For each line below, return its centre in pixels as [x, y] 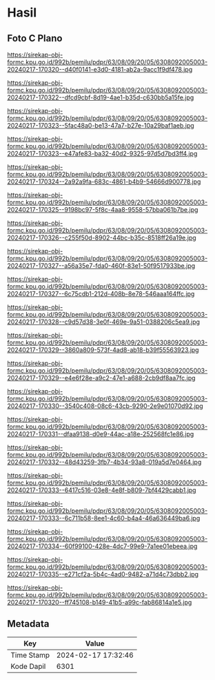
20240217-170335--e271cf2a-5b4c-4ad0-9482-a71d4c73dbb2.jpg [103, 574]
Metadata [28, 624]
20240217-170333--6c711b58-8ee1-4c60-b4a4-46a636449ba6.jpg [104, 518]
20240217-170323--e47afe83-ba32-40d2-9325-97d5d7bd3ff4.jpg [102, 154]
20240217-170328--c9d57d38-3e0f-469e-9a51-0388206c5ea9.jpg [104, 322]
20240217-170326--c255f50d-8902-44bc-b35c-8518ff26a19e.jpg [102, 237]
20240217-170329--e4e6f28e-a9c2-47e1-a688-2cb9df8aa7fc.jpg [101, 378]
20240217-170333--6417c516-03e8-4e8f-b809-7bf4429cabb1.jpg [102, 490]
